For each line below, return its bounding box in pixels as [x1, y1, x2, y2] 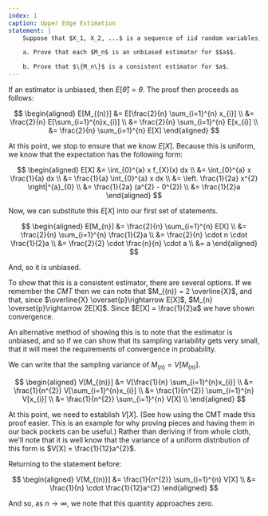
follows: [8, 93, 34, 102]
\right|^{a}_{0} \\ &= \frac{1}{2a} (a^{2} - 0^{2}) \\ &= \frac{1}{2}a [27, 182, 241, 192]
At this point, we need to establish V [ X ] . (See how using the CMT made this [8, 409, 256, 419]
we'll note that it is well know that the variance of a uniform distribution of [8, 435, 250, 444]
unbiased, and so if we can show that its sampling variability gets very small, [8, 336, 260, 345]
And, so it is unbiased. [8, 263, 81, 272]
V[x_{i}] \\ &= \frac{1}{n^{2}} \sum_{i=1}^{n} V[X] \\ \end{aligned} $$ [22, 394, 246, 403]
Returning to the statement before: [8, 458, 122, 468]
